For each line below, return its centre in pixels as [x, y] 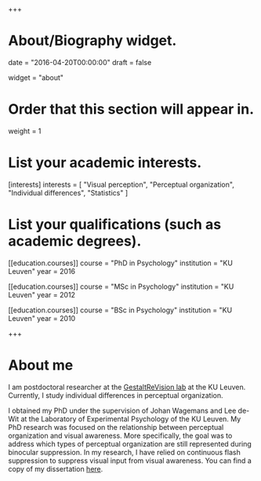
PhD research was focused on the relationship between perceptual [116, 427]
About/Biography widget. [92, 41]
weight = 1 [25, 131]
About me [41, 365]
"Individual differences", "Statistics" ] [68, 192]
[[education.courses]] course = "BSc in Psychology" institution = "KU [120, 310]
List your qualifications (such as [115, 224]
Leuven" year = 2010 [42, 318]
